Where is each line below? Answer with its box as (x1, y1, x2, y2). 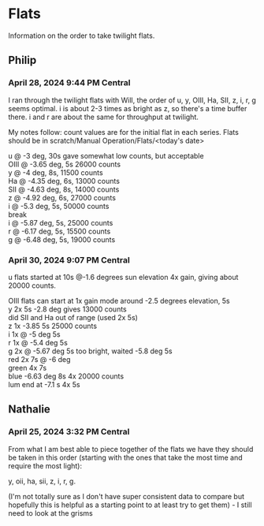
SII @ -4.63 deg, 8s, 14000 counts (8, 185, 120, 194)
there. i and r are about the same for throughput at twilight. (8, 112, 199, 121)
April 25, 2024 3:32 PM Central (8, 427, 130, 438)
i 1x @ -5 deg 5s (8, 329, 61, 339)
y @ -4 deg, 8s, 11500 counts (8, 167, 104, 177)
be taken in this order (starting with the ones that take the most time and (8, 453, 243, 462)
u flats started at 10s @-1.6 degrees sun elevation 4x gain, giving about (8, 272, 239, 282)
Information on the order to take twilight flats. (8, 31, 155, 40)
